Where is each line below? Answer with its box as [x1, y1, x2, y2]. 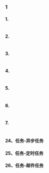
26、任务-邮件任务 [5, 162, 44, 168]
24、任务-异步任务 [5, 137, 44, 143]
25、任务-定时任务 [5, 150, 44, 156]
